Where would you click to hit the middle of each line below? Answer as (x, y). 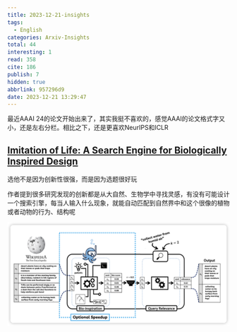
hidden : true (26, 82)
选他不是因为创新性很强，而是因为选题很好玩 (72, 179)
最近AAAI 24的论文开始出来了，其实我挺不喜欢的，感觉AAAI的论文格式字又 (116, 119)
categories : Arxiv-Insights (49, 37)
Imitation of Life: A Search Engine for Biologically (117, 150)
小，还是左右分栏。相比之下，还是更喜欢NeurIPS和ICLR (88, 128)
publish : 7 (23, 74)
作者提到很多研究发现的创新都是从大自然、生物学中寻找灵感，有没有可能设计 (119, 194)
